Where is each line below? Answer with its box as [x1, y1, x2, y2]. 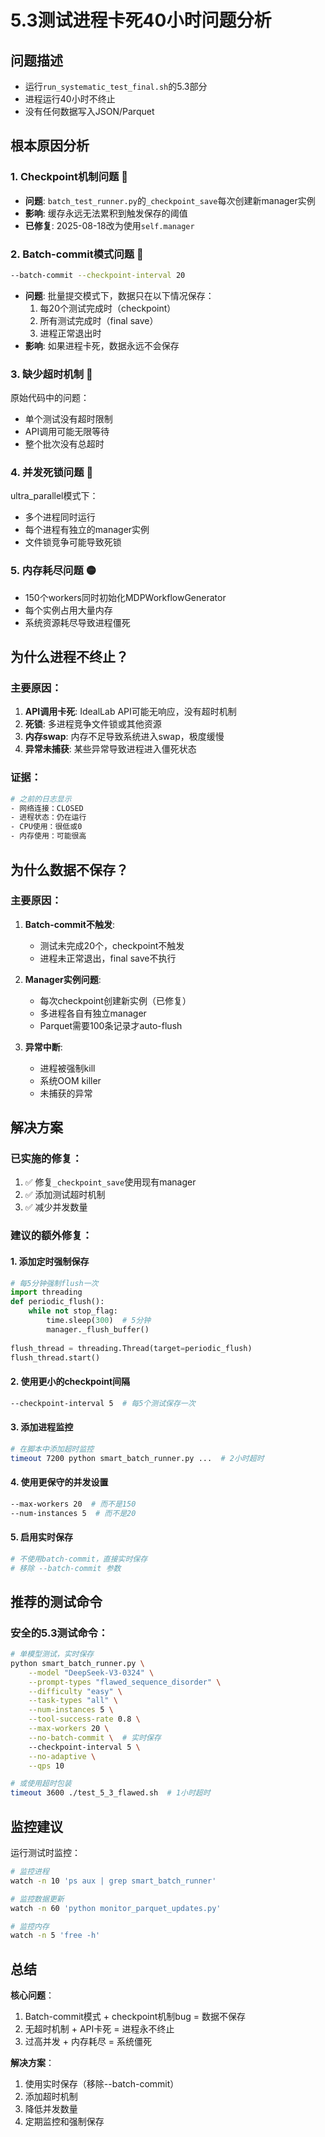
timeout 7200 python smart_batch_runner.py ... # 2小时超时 [10, 1453, 265, 1463]
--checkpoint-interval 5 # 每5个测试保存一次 [10, 1398, 196, 1408]
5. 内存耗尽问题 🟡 [10, 564, 97, 578]
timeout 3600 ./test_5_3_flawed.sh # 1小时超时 [10, 1788, 211, 1798]
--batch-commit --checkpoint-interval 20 [10, 270, 186, 280]
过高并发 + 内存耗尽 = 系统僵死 [24, 2036, 153, 2048]
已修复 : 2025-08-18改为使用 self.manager [24, 219, 195, 231]
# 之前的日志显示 [10, 794, 72, 804]
